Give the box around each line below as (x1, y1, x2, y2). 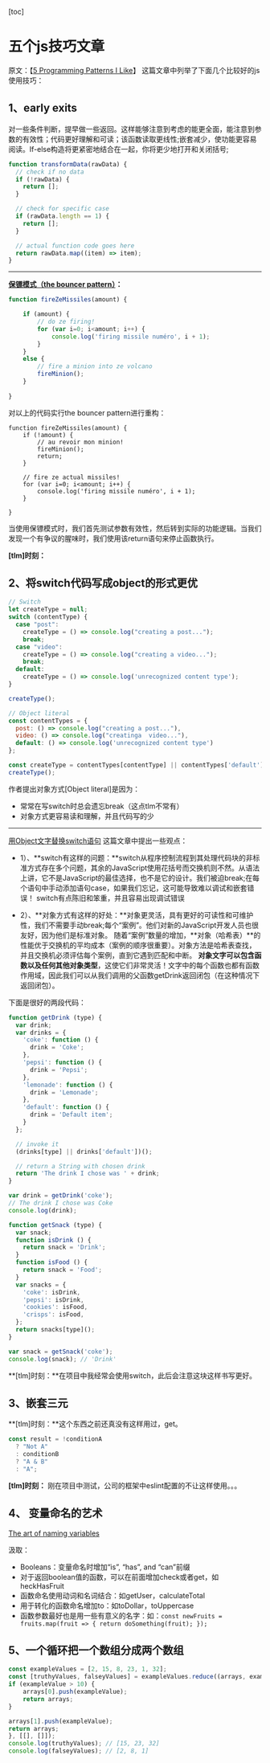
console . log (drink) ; (8, 1206, 78, 1214)
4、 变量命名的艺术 (8, 1507, 103, 1520)
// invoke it (15, 1140, 59, 1148)
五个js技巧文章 (8, 38, 105, 55)
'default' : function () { (22, 1103, 110, 1111)
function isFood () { (15, 1258, 88, 1266)
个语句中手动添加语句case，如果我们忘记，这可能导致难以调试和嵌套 (19, 883, 247, 893)
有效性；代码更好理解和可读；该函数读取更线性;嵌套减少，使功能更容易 (22, 134, 257, 144)
